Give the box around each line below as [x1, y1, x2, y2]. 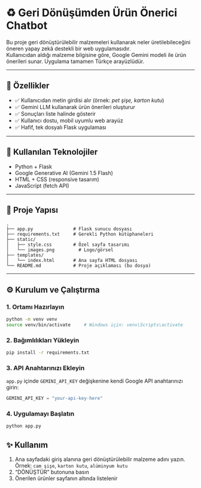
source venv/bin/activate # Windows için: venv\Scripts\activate [6, 321, 184, 328]
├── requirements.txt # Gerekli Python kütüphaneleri [6, 231, 154, 237]
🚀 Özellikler [6, 81, 50, 91]
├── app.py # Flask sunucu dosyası [6, 226, 133, 232]
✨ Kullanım [6, 439, 48, 450]
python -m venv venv [6, 317, 58, 323]
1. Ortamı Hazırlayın [6, 303, 65, 311]
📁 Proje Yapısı [6, 204, 59, 215]
